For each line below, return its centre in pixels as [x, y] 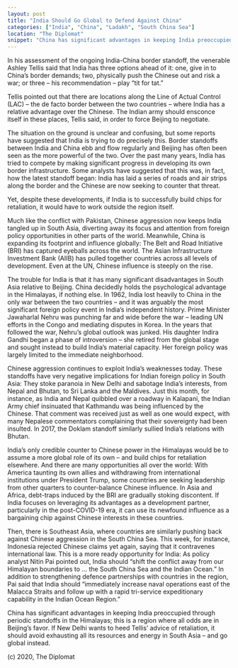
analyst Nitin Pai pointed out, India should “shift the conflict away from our [116, 562]
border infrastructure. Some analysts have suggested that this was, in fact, [116, 171]
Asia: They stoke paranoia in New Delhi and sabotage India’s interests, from [118, 384]
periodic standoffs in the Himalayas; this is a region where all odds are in [113, 621]
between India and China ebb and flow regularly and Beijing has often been [117, 148]
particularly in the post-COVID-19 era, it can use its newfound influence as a [118, 510]
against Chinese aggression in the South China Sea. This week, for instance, [119, 539]
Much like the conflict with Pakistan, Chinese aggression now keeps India [114, 221]
